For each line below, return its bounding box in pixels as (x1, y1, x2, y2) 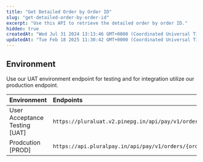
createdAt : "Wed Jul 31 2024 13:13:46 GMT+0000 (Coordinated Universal (6, 31, 190, 37)
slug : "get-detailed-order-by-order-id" (6, 14, 110, 20)
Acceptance (9, 113, 44, 122)
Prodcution (9, 138, 41, 146)
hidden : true (6, 25, 39, 32)
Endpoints (53, 96, 83, 104)
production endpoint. (6, 81, 59, 89)
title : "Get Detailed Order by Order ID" (6, 8, 112, 15)
